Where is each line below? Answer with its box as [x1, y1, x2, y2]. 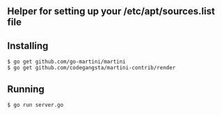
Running [7, 83, 45, 95]
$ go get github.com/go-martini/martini [7, 58, 127, 65]
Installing [7, 39, 49, 51]
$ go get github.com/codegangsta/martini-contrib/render [7, 64, 176, 71]
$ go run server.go [7, 102, 64, 109]
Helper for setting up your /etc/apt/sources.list [7, 6, 216, 17]
